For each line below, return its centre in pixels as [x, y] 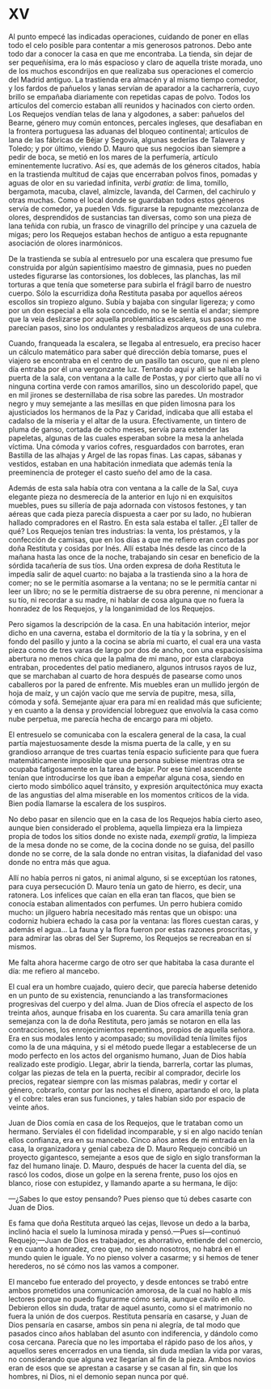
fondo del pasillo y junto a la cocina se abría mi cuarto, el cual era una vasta [135, 641]
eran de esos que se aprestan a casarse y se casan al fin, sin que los [123, 1368]
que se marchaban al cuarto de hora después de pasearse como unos [125, 675]
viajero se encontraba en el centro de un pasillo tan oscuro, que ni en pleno [134, 360]
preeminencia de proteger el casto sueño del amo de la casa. [110, 472]
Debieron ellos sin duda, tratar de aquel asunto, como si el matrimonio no [130, 1307]
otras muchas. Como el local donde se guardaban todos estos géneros [127, 200]
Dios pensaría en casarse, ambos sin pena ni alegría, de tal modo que [125, 1324]
